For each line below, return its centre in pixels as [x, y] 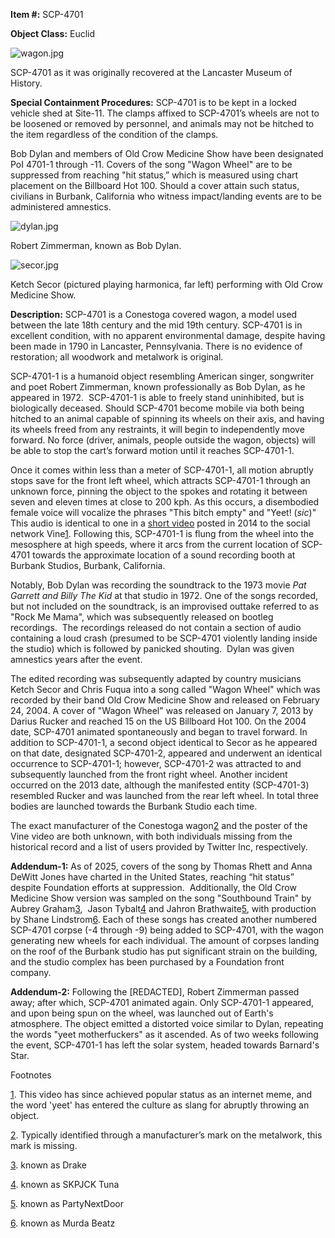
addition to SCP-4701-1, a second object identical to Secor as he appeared [164, 742]
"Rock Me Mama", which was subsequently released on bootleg [142, 617]
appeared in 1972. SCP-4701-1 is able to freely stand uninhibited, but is [157, 397]
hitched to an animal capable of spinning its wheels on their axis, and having [167, 418]
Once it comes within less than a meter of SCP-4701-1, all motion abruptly [162, 470]
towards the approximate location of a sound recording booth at [164, 555]
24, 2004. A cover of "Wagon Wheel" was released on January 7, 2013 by [162, 710]
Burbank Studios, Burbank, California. [88, 565]
